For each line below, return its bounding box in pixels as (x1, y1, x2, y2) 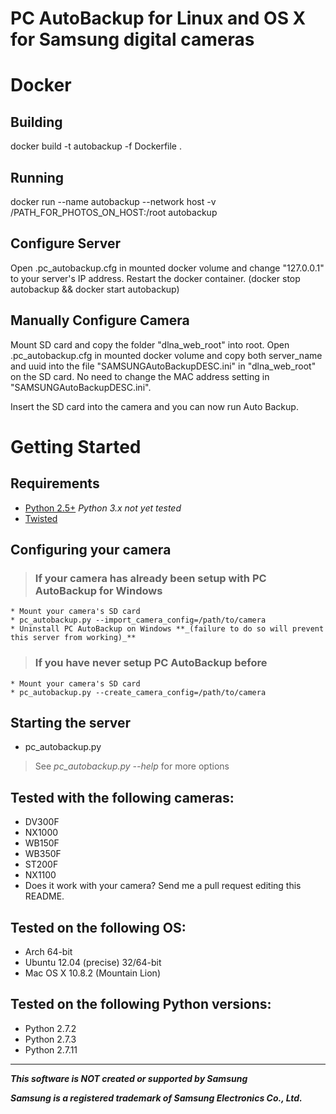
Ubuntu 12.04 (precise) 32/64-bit (24, 957, 162, 969)
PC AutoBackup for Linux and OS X (10, 7, 307, 30)
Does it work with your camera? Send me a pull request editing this (24, 880, 302, 892)
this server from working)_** (10, 633, 137, 643)
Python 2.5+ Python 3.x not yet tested (24, 502, 182, 514)
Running (10, 169, 65, 186)
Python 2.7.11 (24, 1043, 78, 1056)
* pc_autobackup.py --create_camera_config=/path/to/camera (10, 687, 267, 697)
